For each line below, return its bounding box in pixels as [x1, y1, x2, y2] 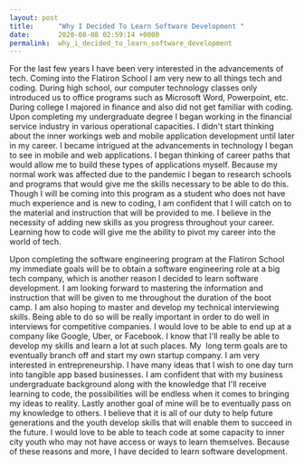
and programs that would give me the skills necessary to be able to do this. [9, 178, 290, 190]
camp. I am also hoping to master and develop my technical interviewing [9, 302, 280, 313]
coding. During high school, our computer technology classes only [9, 82, 258, 93]
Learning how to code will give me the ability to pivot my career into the [9, 227, 276, 238]
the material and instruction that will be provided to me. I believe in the [9, 207, 271, 218]
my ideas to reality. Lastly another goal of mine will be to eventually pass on [9, 398, 292, 409]
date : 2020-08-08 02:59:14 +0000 [9, 30, 160, 39]
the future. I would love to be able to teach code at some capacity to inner [9, 427, 285, 438]
